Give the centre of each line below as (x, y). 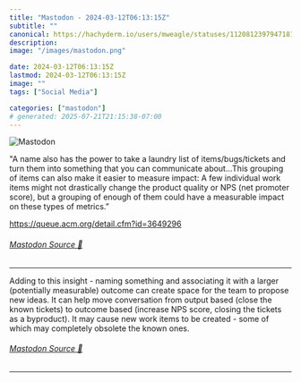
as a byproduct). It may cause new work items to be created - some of (139, 318)
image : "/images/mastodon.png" (68, 51)
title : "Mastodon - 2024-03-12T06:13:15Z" (90, 17)
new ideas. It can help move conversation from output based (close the (141, 300)
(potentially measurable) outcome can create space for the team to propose (149, 290)
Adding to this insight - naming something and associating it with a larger (144, 280)
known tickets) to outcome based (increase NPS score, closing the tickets (146, 309)
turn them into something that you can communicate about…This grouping (146, 169)
